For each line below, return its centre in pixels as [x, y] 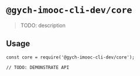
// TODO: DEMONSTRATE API [37, 67]
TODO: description [43, 25]
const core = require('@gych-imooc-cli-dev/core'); [70, 57]
